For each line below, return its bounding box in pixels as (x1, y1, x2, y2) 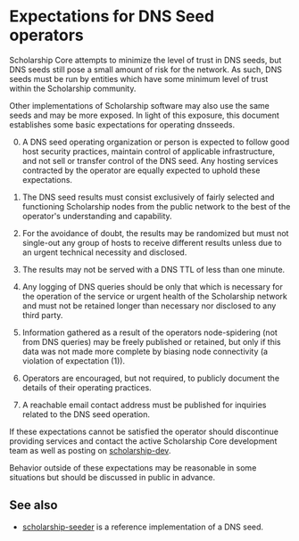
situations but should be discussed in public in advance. (9, 471, 216, 482)
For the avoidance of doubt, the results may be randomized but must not (21, 227, 289, 238)
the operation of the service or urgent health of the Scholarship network (21, 291, 287, 301)
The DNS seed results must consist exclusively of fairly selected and (21, 192, 275, 202)
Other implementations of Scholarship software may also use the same (9, 100, 270, 111)
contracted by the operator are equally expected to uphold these (21, 165, 261, 176)
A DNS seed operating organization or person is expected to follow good (21, 136, 290, 147)
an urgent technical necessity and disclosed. (21, 247, 187, 258)
